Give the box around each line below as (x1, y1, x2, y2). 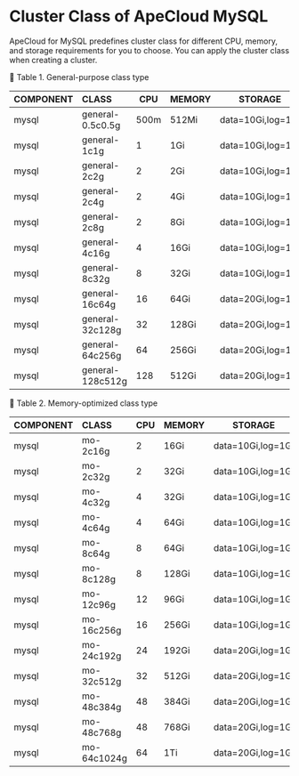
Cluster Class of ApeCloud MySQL (9, 6, 269, 27)
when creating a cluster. (9, 54, 98, 65)
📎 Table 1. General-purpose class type (9, 71, 149, 82)
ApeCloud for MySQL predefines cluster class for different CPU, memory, (9, 36, 279, 46)
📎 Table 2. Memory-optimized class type (9, 398, 158, 408)
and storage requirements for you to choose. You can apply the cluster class (9, 44, 290, 55)
